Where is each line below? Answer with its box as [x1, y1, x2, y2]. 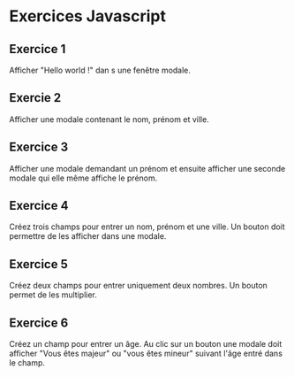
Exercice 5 [9, 257, 69, 272]
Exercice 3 [9, 140, 69, 155]
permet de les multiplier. [9, 289, 97, 300]
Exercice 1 [9, 42, 66, 57]
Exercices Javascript [9, 6, 166, 27]
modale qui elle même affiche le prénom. [9, 173, 158, 183]
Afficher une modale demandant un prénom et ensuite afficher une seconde [9, 163, 286, 173]
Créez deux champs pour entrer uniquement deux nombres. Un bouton [9, 281, 268, 291]
